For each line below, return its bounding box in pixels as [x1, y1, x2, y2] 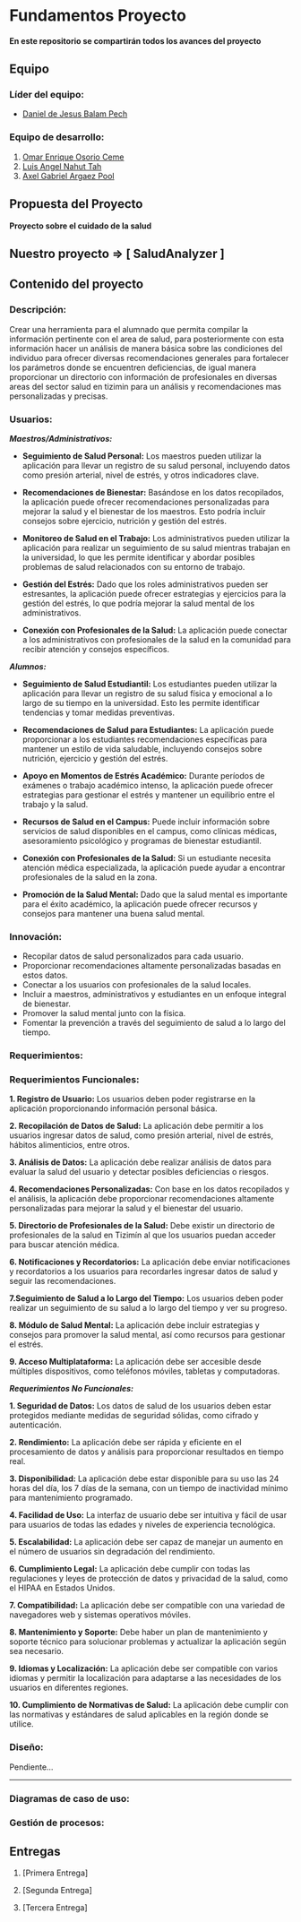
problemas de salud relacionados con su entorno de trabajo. [21, 561, 245, 572]
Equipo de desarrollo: [9, 131, 105, 143]
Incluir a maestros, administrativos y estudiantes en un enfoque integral [21, 989, 287, 1000]
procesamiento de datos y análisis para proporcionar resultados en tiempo [9, 1446, 285, 1457]
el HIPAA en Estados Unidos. [9, 1582, 116, 1593]
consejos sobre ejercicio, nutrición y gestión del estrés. [21, 515, 227, 526]
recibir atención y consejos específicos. [21, 643, 170, 654]
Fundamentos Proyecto [9, 5, 186, 26]
